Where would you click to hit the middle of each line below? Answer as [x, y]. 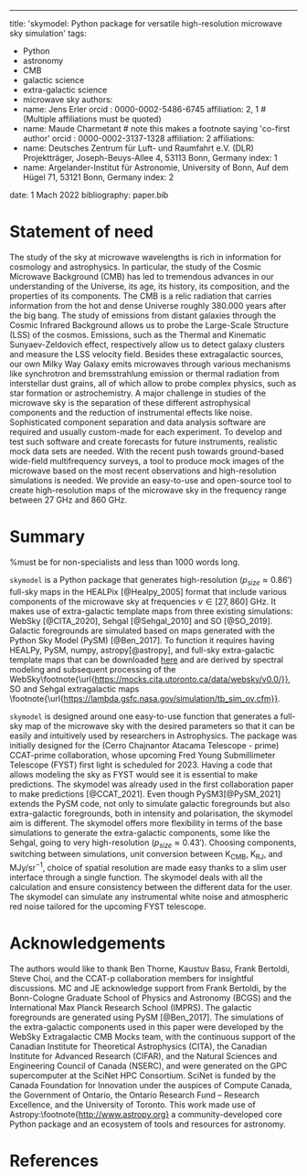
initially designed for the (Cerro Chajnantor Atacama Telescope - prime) [144, 745]
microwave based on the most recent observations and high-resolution [143, 471]
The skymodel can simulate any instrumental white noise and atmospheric [149, 896]
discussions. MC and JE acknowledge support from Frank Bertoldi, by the [148, 988]
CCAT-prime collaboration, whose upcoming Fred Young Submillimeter [143, 755]
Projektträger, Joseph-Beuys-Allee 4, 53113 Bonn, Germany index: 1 [150, 158]
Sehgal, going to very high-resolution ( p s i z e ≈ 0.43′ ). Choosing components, [153, 843]
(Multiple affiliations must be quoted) [92, 119]
